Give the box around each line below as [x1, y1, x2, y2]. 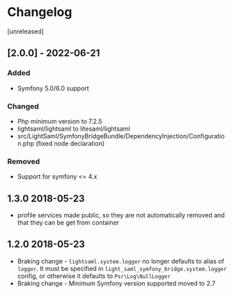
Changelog [7, 4, 72, 20]
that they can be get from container [17, 218, 120, 227]
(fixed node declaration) [36, 139, 105, 147]
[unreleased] [7, 27, 44, 35]
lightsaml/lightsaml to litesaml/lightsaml [17, 124, 130, 133]
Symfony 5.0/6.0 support [17, 84, 89, 92]
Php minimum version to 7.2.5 [17, 117, 102, 125]
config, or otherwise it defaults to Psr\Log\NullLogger [17, 272, 171, 280]
